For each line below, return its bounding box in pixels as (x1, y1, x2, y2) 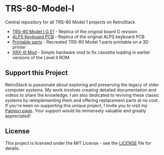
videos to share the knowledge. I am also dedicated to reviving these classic (5, 92, 160, 98)
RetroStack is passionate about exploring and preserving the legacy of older (5, 82, 159, 88)
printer (12, 44, 26, 50)
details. (5, 145, 20, 151)
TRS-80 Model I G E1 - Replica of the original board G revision (12, 28, 137, 34)
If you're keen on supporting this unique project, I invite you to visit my (5, 102, 148, 108)
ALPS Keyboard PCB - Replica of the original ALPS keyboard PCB (12, 34, 145, 40)
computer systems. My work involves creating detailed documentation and (5, 87, 156, 93)
